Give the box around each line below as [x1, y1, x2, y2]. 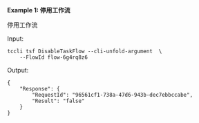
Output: [7, 66, 29, 74]
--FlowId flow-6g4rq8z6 [19, 54, 88, 61]
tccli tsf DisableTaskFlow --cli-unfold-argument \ [7, 48, 162, 55]
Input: [7, 35, 24, 43]
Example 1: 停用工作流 [7, 6, 70, 14]
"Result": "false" [32, 97, 85, 104]
